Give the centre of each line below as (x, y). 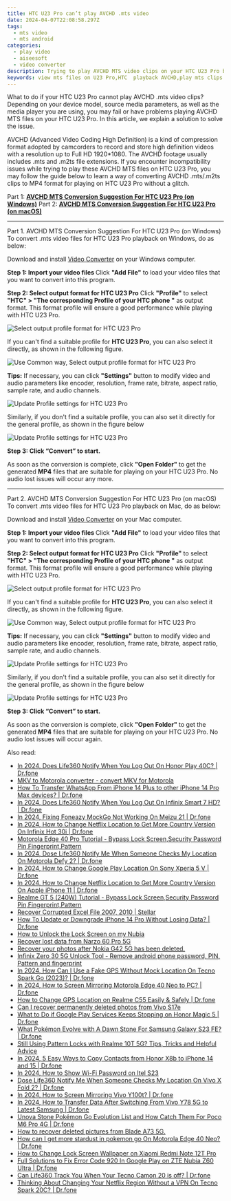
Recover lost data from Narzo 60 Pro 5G (74, 942)
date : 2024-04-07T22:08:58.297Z (53, 20)
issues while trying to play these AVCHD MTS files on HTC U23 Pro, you (109, 169)
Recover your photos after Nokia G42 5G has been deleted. (101, 949)
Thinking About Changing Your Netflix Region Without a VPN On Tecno (117, 1183)
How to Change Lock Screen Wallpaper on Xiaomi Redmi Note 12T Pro (117, 1154)
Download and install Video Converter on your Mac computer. (95, 520)
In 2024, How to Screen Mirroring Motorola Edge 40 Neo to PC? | (109, 986)
